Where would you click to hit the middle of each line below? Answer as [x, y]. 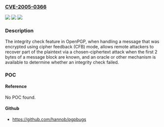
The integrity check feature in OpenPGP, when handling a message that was [82, 41]
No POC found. [20, 97]
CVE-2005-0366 [26, 7]
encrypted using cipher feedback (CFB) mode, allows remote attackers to [79, 46]
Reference [16, 86]
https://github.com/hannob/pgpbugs [49, 119]
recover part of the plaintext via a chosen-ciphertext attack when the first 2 [81, 52]
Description [19, 31]
